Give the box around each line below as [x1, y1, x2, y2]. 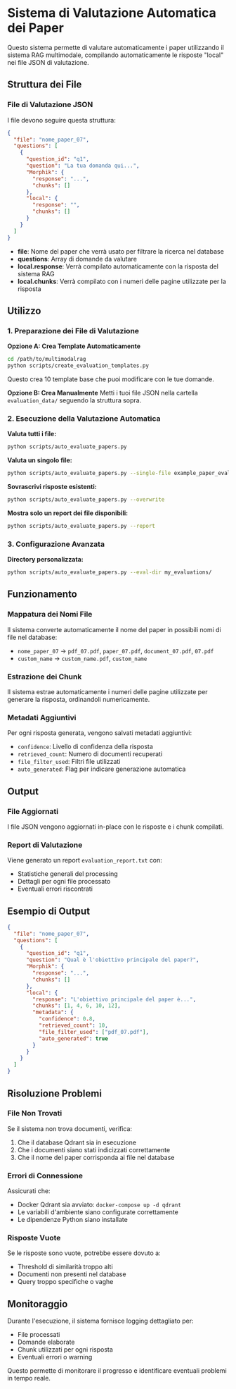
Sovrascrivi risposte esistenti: [7, 482, 97, 490]
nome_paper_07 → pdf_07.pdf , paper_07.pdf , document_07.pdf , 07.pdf [17, 646, 214, 655]
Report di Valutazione [7, 840, 83, 850]
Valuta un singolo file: [7, 456, 72, 464]
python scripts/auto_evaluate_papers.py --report [7, 522, 156, 529]
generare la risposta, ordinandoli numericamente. [7, 695, 150, 703]
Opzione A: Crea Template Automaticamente [7, 342, 141, 350]
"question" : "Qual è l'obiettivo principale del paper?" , [25, 956, 199, 963]
